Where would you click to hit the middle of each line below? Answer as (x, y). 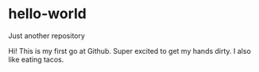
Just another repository (47, 36)
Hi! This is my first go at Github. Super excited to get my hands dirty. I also (130, 51)
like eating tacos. (36, 59)
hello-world (48, 14)
